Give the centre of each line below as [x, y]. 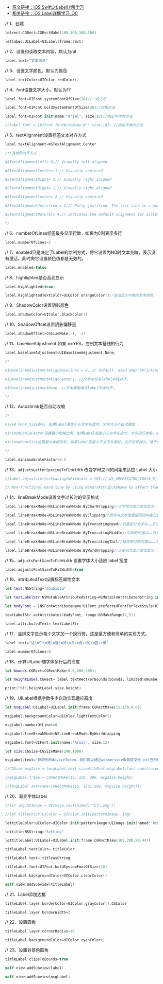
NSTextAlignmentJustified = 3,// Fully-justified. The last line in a [78, 206]
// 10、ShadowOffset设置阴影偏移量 [41, 324]
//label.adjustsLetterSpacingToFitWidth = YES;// [56, 479]
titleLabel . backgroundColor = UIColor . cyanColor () [55, 940]
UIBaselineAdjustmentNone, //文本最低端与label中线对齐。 [61, 388]
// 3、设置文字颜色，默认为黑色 [36, 70]
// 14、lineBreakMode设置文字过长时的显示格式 [52, 497]
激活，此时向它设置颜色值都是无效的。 [47, 258]
